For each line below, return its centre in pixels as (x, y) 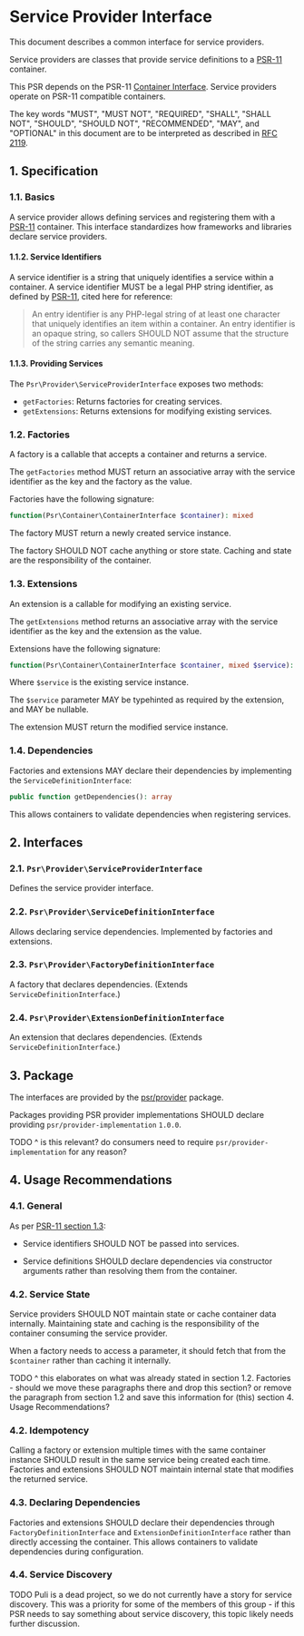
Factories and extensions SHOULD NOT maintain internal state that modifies (152, 1469)
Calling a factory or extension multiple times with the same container (137, 1450)
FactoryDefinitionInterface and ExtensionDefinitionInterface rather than (150, 1532)
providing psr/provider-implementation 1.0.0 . (95, 1124)
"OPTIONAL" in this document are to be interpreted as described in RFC (144, 132)
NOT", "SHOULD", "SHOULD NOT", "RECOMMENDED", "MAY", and (135, 123)
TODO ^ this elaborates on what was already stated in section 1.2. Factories (150, 1377)
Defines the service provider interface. (82, 888)
